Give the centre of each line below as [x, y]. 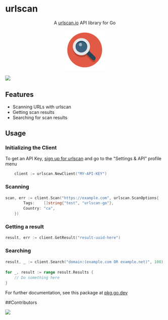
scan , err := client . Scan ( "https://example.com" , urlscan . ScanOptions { [82, 198]
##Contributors [21, 302]
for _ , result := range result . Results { [49, 273]
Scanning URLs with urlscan [42, 107]
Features [19, 94]
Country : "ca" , [39, 209]
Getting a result [25, 227]
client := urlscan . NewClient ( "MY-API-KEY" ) [61, 174]
